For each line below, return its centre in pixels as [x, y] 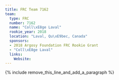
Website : [22, 59]
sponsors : [19, 41]
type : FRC [19, 18]
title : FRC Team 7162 [27, 9]
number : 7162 [22, 23]
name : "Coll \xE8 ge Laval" [36, 27]
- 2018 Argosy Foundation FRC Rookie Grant [54, 45]
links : [16, 54]
